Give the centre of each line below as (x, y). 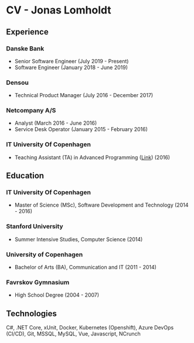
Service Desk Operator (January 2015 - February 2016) (81, 129)
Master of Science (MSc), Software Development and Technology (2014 (101, 205)
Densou (18, 83)
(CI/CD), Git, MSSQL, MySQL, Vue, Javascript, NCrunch (73, 334)
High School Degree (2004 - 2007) (57, 295)
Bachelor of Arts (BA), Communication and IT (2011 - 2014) (86, 267)
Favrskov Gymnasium (38, 282)
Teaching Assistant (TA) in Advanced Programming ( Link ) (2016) (92, 157)
